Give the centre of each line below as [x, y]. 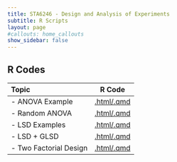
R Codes [26, 70]
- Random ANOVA [42, 113]
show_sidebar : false [38, 41]
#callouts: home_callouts [45, 34]
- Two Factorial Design [49, 148]
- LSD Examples [38, 124]
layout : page [27, 27]
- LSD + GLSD [35, 136]
